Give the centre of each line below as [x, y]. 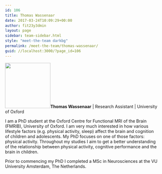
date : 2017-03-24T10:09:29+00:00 [39, 20]
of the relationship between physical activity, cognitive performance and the [81, 146]
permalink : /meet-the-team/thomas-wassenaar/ [52, 46]
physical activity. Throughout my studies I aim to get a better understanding [81, 141]
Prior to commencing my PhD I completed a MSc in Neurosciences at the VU [81, 161]
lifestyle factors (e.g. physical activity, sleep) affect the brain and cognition [79, 131]
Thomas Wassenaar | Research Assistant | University [104, 106]
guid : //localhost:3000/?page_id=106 [43, 51]
